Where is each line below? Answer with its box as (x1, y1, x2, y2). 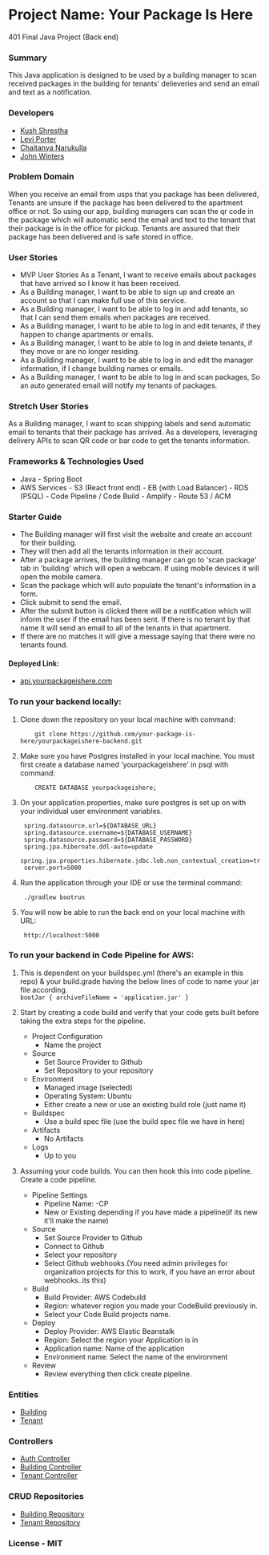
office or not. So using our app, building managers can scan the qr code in (8, 206, 254, 216)
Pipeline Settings (31, 1190, 88, 1199)
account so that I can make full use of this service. (19, 296, 187, 305)
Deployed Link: (8, 659, 60, 668)
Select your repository (43, 1250, 118, 1259)
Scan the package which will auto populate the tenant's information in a (19, 581, 256, 590)
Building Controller (19, 1462, 82, 1472)
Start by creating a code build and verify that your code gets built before (19, 1007, 259, 1017)
